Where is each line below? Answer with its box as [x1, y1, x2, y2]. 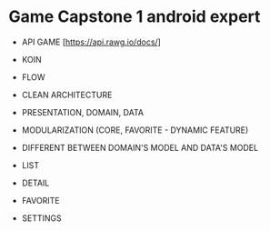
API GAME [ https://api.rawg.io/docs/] [21, 36, 161, 47]
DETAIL [21, 177, 50, 188]
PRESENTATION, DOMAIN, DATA [21, 106, 145, 117]
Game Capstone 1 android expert [8, 6, 261, 27]
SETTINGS [21, 212, 63, 224]
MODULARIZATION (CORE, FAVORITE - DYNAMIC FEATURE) [21, 125, 249, 136]
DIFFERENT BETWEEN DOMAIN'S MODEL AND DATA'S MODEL [21, 142, 259, 153]
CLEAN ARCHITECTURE [21, 89, 113, 100]
